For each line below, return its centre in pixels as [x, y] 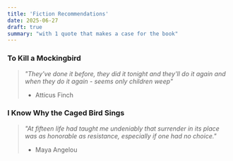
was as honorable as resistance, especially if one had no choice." [120, 136]
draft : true [25, 27]
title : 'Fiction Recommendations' [58, 14]
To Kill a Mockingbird [44, 59]
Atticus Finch [54, 95]
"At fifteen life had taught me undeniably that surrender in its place [122, 129]
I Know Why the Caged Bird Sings [66, 113]
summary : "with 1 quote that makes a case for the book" [93, 34]
